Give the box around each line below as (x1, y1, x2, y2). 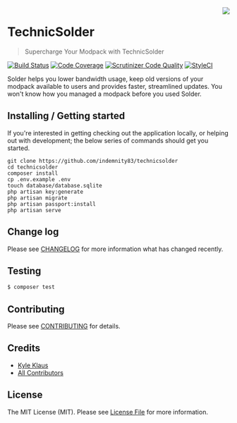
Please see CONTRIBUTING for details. (7, 322, 121, 331)
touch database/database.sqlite (7, 182, 102, 189)
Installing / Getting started (7, 110, 126, 122)
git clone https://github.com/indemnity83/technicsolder (7, 157, 178, 164)
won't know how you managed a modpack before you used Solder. (7, 90, 202, 98)
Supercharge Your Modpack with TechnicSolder (24, 47, 164, 56)
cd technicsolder (7, 164, 59, 171)
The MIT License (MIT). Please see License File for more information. (7, 407, 208, 416)
